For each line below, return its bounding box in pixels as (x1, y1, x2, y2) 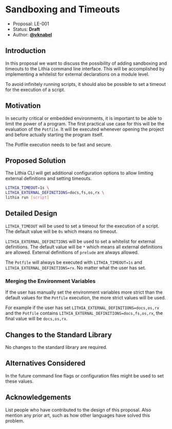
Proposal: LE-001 (12, 21, 49, 27)
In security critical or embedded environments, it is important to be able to (5, 115, 162, 121)
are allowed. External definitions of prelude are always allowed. (5, 249, 139, 255)
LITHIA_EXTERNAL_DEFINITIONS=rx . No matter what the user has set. (5, 264, 146, 271)
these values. (5, 378, 34, 384)
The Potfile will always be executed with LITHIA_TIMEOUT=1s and (5, 259, 143, 265)
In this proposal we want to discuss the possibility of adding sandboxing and (5, 60, 167, 66)
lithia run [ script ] (5, 195, 50, 200)
